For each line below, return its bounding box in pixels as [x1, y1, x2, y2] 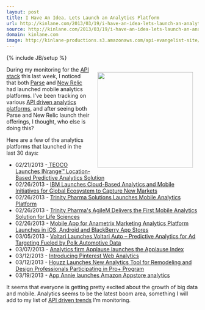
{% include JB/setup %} [6, 54, 67, 61]
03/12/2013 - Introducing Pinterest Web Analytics [15, 252, 139, 259]
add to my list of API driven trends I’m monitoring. [6, 297, 131, 303]
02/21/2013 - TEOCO [15, 161, 68, 168]
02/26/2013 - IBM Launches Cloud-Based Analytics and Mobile [15, 181, 175, 188]
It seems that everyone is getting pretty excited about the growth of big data [6, 284, 198, 290]
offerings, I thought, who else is [6, 118, 86, 125]
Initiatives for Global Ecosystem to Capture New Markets [15, 187, 157, 194]
